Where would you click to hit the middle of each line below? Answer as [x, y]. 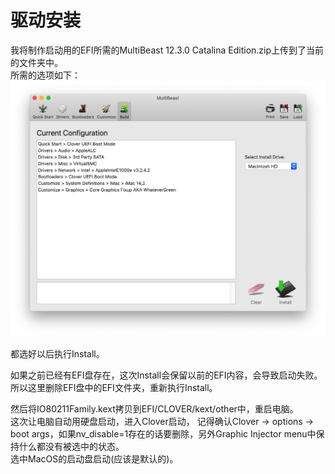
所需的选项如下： [45, 75]
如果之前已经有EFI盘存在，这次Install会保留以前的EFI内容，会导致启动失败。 [166, 375]
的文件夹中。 [36, 62]
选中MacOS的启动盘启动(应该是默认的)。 [94, 458]
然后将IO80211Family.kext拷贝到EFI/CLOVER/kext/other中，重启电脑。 [154, 408]
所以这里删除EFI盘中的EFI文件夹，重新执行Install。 [114, 387]
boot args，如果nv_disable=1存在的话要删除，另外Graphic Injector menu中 [163, 433]
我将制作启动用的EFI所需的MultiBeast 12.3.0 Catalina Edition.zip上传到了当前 [167, 50]
